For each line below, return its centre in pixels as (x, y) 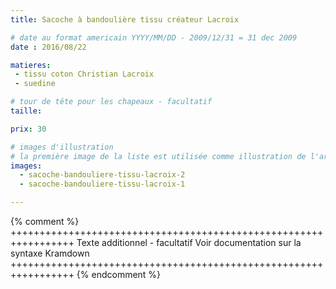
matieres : (31, 65)
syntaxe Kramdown (50, 253)
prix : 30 (28, 129)
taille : (26, 111)
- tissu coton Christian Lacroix (84, 74)
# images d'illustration (62, 147)
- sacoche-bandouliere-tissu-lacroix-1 (102, 184)
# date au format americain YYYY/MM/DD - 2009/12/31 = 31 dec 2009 (154, 37)
